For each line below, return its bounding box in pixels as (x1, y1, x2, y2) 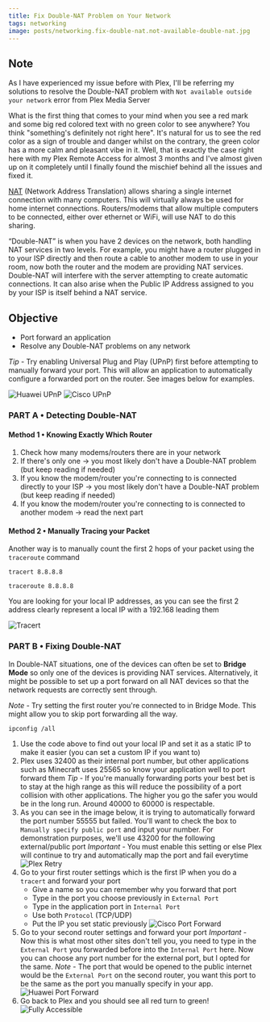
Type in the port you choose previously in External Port (31, 893, 219, 903)
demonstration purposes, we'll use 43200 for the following (19, 832, 216, 843)
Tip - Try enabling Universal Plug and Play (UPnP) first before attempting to (8, 357, 259, 366)
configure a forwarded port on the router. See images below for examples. (8, 374, 255, 383)
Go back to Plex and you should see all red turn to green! (19, 995, 210, 1005)
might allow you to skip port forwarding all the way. (8, 709, 178, 719)
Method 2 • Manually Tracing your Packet (8, 526, 151, 536)
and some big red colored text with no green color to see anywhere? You (8, 119, 250, 129)
